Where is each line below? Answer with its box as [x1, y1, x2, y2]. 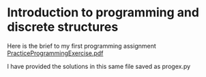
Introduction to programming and [7, 5, 200, 20]
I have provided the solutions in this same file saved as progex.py [7, 62, 191, 70]
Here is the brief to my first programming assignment [7, 42, 157, 50]
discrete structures [7, 19, 119, 35]
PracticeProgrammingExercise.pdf [7, 49, 104, 57]
